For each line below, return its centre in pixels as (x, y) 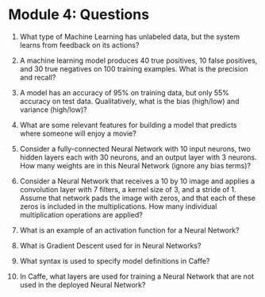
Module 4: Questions (79, 15)
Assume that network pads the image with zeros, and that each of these (138, 198)
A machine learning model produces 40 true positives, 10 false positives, (138, 60)
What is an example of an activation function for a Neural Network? (129, 230)
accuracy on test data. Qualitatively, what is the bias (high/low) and (129, 101)
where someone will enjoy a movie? (78, 133)
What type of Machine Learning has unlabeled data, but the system (130, 37)
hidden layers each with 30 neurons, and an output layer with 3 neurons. (138, 157)
